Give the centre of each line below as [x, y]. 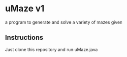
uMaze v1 [25, 9]
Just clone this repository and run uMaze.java [51, 49]
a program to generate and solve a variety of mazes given [64, 22]
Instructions [24, 38]
